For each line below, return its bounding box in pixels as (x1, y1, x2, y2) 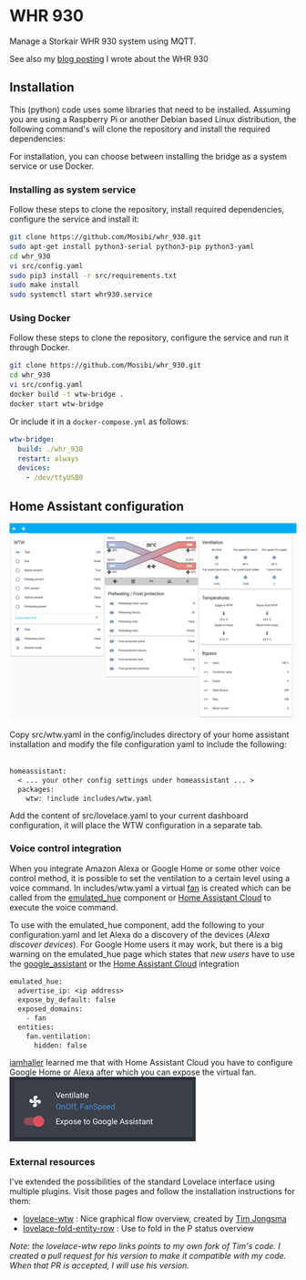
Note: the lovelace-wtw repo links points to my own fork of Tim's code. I (9, 1241, 280, 1252)
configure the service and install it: (9, 213, 139, 224)
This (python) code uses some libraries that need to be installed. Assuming (9, 104, 291, 115)
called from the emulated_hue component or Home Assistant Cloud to (9, 891, 271, 903)
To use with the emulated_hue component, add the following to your (9, 919, 266, 931)
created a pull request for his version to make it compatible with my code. (9, 1251, 287, 1262)
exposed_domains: (17, 1004, 84, 1014)
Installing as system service (9, 183, 137, 196)
